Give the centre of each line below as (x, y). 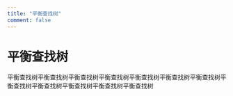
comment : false (29, 20)
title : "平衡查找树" (34, 14)
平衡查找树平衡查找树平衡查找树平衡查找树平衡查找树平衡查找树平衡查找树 (114, 77)
